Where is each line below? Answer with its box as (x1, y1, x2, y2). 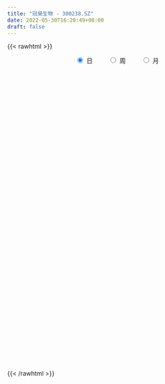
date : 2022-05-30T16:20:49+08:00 (7, 17, 104, 24)
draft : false (7, 23, 45, 30)
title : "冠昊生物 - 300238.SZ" (7, 10, 94, 17)
